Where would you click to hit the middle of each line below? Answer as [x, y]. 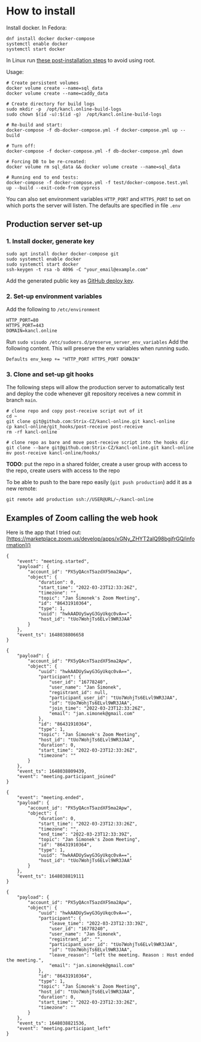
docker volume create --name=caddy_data [57, 93]
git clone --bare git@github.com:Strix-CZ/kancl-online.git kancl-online [100, 448]
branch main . [22, 400]
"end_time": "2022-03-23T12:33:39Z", [85, 834]
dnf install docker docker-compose [51, 38]
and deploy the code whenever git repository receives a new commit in [94, 394]
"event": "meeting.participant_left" [64, 1029]
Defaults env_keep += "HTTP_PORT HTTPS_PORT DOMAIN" [73, 359]
